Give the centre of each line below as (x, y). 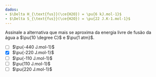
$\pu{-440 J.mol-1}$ (33, 47)
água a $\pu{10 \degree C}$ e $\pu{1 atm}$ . (50, 38)
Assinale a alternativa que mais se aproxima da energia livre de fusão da (78, 33)
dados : (12, 10)
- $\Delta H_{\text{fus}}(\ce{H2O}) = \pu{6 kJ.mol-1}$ (63, 14)
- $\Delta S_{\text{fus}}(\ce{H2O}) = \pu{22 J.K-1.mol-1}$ (68, 19)
